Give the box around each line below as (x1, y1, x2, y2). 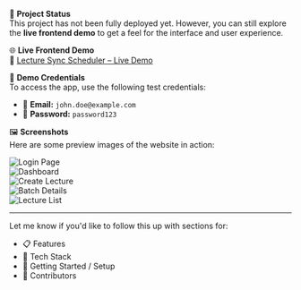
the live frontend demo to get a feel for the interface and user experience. (9, 28, 284, 38)
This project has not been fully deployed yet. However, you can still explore (9, 18, 287, 29)
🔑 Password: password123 (21, 108, 117, 119)
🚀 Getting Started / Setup (21, 260, 116, 271)
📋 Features (21, 238, 65, 249)
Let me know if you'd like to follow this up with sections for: (9, 220, 228, 231)
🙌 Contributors (21, 270, 77, 281)
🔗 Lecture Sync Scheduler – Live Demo (9, 55, 154, 65)
